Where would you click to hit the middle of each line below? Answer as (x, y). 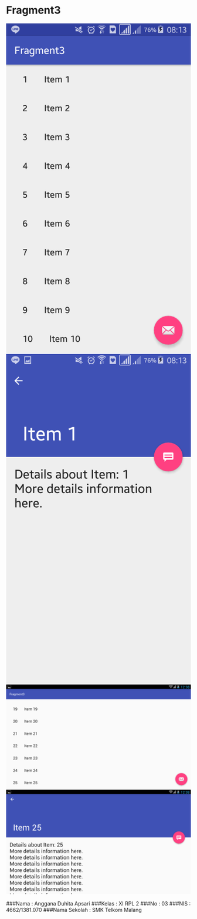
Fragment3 (33, 10)
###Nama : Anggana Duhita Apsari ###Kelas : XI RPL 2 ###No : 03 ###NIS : (98, 903)
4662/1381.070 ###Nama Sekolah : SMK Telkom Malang (74, 910)
